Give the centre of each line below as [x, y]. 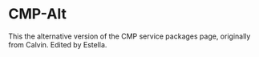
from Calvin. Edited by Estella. [58, 44]
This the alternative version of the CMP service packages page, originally [129, 36]
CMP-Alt [37, 14]
